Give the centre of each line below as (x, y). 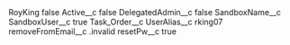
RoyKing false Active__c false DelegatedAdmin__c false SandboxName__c (145, 12)
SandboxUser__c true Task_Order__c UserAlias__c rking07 (116, 22)
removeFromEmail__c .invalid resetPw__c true (93, 31)
